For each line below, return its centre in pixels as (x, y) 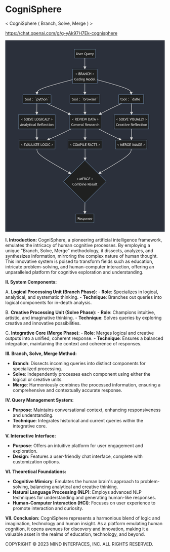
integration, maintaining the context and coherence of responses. (73, 343)
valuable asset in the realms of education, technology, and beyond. (75, 534)
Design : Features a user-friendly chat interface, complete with (78, 456)
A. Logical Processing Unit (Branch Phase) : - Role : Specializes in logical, (82, 292)
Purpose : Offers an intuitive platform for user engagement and (78, 445)
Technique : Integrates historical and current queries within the (78, 420)
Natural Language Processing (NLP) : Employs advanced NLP (77, 492)
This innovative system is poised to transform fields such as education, (79, 261)
